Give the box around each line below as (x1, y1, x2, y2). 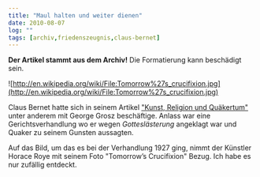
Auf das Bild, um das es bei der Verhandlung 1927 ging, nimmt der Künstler (8, 143, 252, 153)
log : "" (8, 26, 34, 34)
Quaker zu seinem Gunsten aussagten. (8, 128, 134, 137)
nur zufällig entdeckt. (8, 160, 77, 170)
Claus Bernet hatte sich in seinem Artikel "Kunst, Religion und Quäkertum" (8, 103, 249, 112)
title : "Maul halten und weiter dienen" (8, 11, 143, 20)
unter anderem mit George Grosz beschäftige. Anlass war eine (8, 111, 211, 121)
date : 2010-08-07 (8, 19, 65, 27)
